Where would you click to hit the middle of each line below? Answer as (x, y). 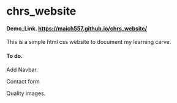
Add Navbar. (22, 69)
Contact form (23, 81)
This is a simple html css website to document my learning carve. (89, 42)
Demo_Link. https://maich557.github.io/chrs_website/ (77, 28)
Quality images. (26, 93)
